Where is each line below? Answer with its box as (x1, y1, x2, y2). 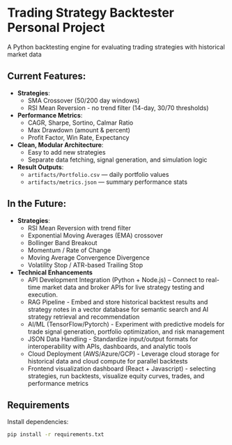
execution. (27, 290, 58, 299)
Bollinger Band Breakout (27, 238, 98, 247)
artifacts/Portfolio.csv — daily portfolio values (27, 170, 169, 178)
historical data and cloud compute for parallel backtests (27, 357, 188, 365)
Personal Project (7, 19, 105, 36)
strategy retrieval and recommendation (27, 312, 140, 321)
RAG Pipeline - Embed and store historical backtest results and (27, 297, 208, 306)
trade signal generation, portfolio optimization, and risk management (27, 327, 225, 336)
